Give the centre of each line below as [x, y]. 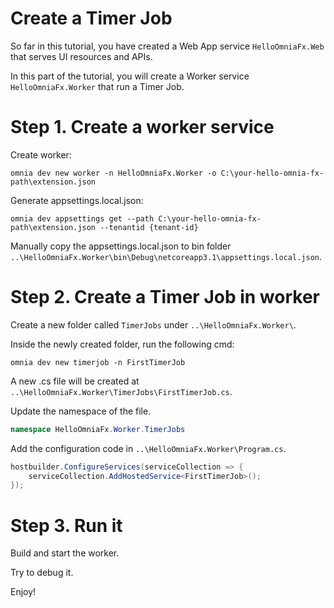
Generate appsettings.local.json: [77, 200]
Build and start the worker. [65, 553]
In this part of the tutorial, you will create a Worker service [130, 76]
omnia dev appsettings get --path [82, 218]
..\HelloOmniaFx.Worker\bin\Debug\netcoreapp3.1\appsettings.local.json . [166, 256]
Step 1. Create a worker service [142, 127]
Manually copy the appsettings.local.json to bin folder [121, 246]
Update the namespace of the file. [81, 411]
